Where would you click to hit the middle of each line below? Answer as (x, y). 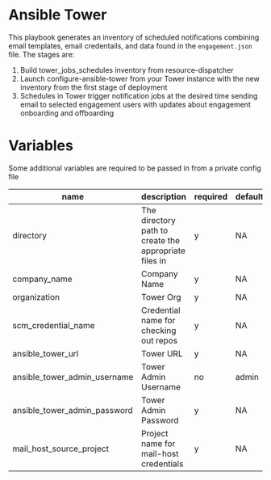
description (164, 196)
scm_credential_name (54, 325)
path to (154, 230)
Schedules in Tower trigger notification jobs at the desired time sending (139, 95)
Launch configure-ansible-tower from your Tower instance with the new (140, 78)
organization (36, 297)
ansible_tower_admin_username (73, 377)
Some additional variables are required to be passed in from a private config (135, 168)
